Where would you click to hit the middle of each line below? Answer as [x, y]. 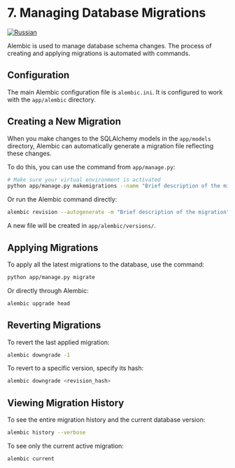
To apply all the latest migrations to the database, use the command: [106, 264]
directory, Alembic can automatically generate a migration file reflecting [111, 146]
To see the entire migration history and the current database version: [106, 420]
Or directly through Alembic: [48, 290]
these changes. [30, 153]
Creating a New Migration [64, 121]
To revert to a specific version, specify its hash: [76, 368]
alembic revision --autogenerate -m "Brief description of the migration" [119, 212]
